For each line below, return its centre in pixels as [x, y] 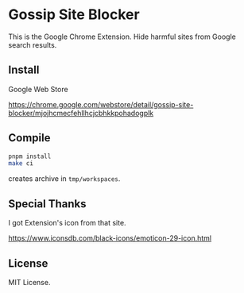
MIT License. [29, 282]
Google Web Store [39, 89]
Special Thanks [47, 204]
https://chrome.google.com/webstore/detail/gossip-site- [101, 104]
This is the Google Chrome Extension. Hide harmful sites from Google [122, 37]
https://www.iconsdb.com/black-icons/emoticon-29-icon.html [110, 238]
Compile [29, 138]
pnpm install [30, 156]
